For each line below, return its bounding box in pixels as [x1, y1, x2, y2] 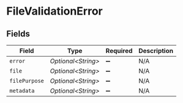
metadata [9, 87, 35, 94]
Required [105, 47, 133, 55]
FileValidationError [6, 4, 103, 18]
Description [138, 47, 173, 55]
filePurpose [9, 77, 45, 84]
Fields [6, 29, 31, 39]
